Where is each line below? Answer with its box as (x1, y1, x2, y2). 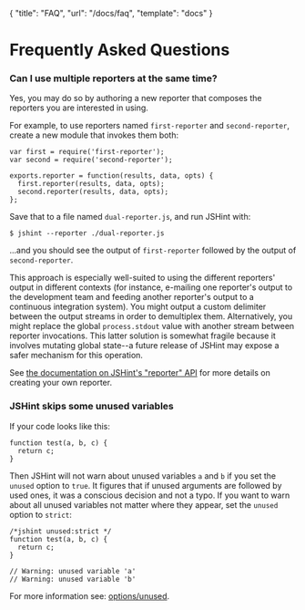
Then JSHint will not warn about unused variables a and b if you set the (9, 470, 276, 481)
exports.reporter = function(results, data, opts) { (9, 171, 214, 181)
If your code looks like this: (9, 420, 111, 431)
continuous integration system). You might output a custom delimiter (9, 301, 267, 313)
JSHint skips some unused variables (9, 400, 175, 413)
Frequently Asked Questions (9, 40, 230, 60)
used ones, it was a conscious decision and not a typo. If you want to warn (9, 490, 290, 501)
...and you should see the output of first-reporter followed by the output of (9, 245, 297, 256)
